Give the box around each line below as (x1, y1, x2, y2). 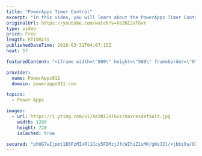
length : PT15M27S (6, 37, 50, 43)
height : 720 (17, 124, 47, 131)
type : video (6, 25, 36, 32)
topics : (6, 91, 26, 98)
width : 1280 (17, 119, 47, 125)
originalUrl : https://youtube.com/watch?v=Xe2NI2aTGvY (6, 20, 147, 26)
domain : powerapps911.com (11, 80, 77, 87)
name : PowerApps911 (11, 75, 61, 81)
